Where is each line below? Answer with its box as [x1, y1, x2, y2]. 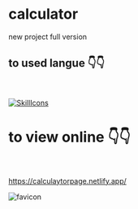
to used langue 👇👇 [8, 56, 106, 70]
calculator [8, 5, 79, 24]
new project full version [8, 32, 88, 41]
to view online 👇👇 [8, 128, 132, 146]
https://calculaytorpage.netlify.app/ [8, 176, 127, 185]
